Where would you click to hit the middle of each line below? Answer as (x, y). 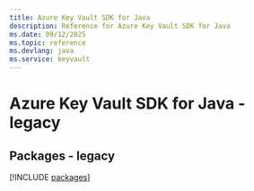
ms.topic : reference (48, 43)
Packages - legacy (62, 156)
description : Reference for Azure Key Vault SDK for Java (120, 26)
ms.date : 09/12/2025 (48, 34)
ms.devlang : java (42, 51)
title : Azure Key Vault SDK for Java (80, 17)
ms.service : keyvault (50, 59)
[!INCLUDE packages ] (50, 177)
